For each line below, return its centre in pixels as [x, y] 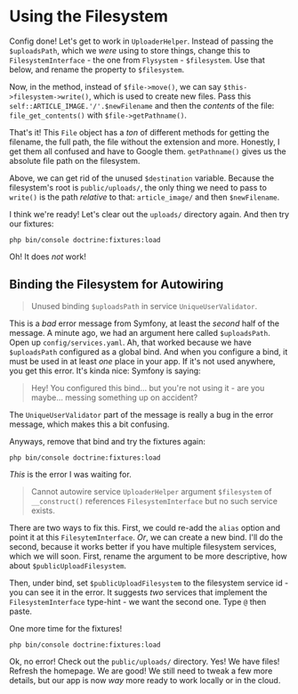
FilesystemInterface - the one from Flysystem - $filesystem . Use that [137, 60]
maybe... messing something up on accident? [114, 397]
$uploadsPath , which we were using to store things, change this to [130, 50]
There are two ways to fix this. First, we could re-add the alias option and [145, 527]
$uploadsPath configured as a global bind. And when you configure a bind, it [149, 351]
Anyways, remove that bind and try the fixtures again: [108, 441]
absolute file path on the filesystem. [75, 160]
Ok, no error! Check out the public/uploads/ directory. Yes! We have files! [145, 661]
